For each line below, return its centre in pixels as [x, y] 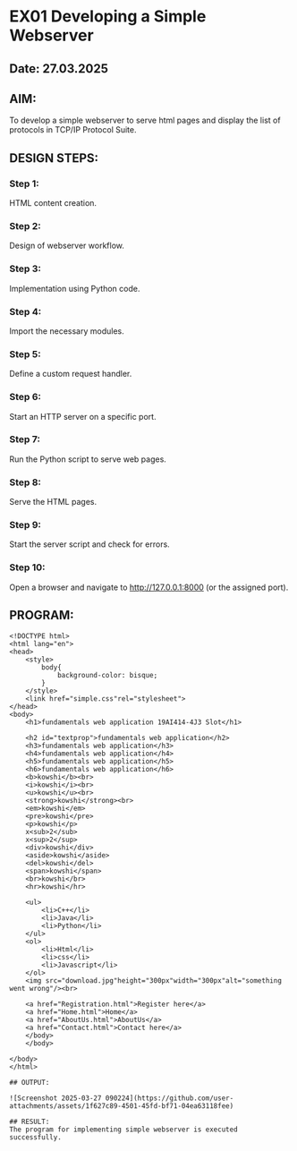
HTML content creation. [53, 203]
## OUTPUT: [30, 1082]
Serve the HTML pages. [53, 502]
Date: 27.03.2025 [59, 68]
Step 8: [25, 482]
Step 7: [25, 439]
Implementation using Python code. [75, 288]
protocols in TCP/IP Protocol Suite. [73, 130]
